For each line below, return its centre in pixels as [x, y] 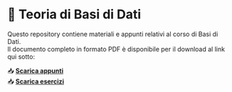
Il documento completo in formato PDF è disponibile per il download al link [116, 49]
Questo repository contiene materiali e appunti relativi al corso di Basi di [113, 34]
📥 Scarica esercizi [36, 81]
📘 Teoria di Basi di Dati [74, 15]
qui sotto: [21, 57]
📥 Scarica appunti [36, 71]
